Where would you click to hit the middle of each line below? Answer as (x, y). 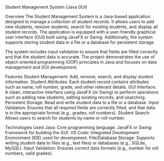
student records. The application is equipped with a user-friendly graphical (81, 32)
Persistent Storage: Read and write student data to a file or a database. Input (82, 102)
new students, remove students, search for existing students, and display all (82, 27)
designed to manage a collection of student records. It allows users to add (80, 22)
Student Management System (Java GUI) (46, 7)
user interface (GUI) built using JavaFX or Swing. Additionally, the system (79, 37)
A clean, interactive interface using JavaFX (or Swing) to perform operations (82, 92)
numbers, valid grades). (29, 153)
